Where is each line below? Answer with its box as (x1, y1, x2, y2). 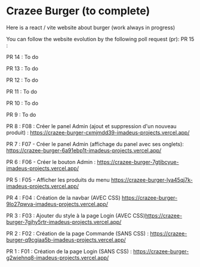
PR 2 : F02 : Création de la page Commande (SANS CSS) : (6, 229, 149, 237)
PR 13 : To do (6, 64, 39, 72)
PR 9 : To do (6, 111, 36, 118)
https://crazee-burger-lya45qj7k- (110, 176, 193, 183)
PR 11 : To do (6, 88, 38, 95)
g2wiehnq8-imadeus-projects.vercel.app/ (6, 254, 109, 261)
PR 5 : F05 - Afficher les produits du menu (6, 176, 110, 183)
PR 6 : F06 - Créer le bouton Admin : (6, 158, 96, 165)
